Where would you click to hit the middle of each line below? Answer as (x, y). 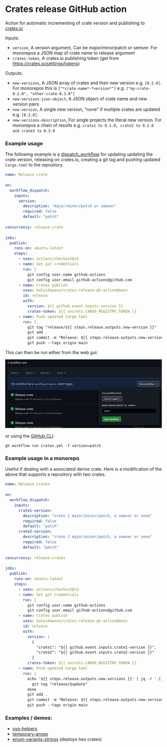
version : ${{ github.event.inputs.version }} (75, 306)
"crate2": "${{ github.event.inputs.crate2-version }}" (95, 653)
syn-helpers (25, 729)
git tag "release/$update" (60, 684)
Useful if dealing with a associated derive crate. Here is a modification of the (83, 469)
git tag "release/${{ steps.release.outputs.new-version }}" (92, 327)
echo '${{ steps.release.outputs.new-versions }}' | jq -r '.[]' (96, 679)
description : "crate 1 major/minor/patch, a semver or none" (88, 516)
